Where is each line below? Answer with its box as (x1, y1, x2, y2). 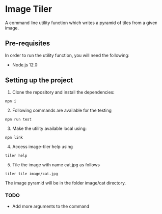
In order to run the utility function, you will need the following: (5, 52, 130, 58)
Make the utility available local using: (12, 125, 87, 131)
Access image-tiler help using (12, 144, 73, 150)
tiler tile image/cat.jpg (5, 171, 58, 176)
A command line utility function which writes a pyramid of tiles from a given (5, 20, 158, 26)
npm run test (5, 117, 32, 122)
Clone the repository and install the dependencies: (12, 89, 114, 95)
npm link (5, 135, 23, 140)
